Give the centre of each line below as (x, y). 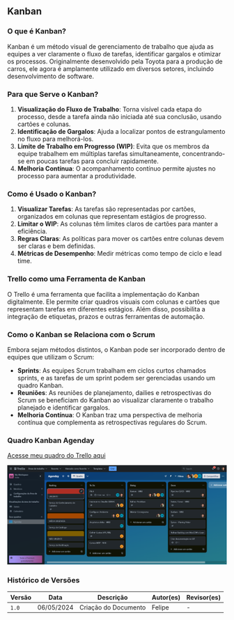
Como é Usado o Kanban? (52, 194)
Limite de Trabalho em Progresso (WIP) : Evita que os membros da (113, 146)
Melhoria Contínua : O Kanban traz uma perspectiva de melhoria (110, 414)
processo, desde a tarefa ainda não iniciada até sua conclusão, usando (119, 116)
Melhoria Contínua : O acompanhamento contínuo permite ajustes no (116, 168)
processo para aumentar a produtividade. (77, 176)
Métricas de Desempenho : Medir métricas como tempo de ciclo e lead (119, 254)
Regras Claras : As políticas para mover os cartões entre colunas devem (120, 239)
